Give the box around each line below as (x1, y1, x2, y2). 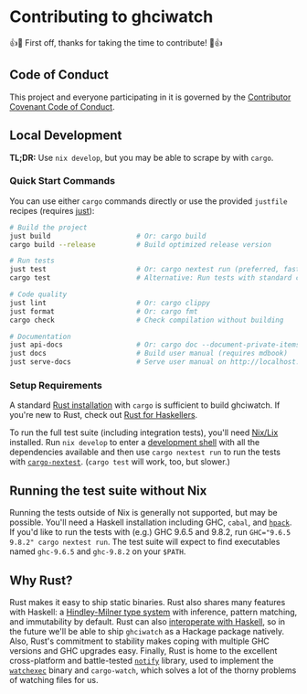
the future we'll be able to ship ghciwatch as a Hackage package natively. (9, 626, 285, 637)
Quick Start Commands (9, 175, 116, 187)
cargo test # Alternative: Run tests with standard (9, 273, 292, 283)
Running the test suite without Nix (9, 483, 207, 498)
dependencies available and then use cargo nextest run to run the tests (9, 446, 281, 458)
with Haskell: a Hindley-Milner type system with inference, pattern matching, (9, 606, 298, 618)
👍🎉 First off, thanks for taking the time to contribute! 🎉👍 (9, 37, 223, 48)
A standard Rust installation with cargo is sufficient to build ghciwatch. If (9, 400, 281, 411)
